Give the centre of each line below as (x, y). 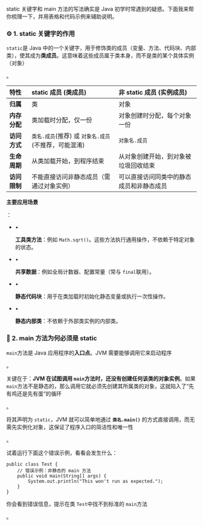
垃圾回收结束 (137, 165)
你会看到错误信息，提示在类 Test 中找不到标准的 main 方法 (77, 504)
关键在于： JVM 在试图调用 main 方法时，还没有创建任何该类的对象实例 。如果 (101, 378)
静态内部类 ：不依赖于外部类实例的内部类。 (68, 321)
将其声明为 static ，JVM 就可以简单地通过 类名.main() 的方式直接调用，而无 (101, 419)
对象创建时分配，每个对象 (155, 116)
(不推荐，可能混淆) (58, 145)
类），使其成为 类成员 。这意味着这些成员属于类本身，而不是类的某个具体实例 (100, 56)
